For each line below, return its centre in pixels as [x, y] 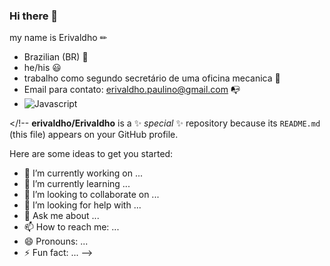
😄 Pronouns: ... [56, 241]
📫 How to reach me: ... [71, 227]
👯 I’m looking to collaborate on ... [91, 195]
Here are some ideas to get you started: [91, 154]
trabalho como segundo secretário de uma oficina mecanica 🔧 [152, 78]
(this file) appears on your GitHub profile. [94, 135]
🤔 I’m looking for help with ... [82, 205]
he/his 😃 [42, 68]
